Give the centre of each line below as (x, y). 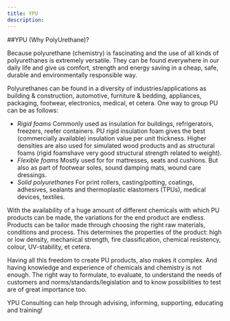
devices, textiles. (41, 196)
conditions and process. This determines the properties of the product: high (114, 232)
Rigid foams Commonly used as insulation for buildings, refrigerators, (115, 123)
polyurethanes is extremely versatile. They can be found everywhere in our (113, 60)
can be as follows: (33, 110)
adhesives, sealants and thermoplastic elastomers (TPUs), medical (111, 189)
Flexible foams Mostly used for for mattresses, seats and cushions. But (117, 160)
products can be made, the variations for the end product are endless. (106, 217)
